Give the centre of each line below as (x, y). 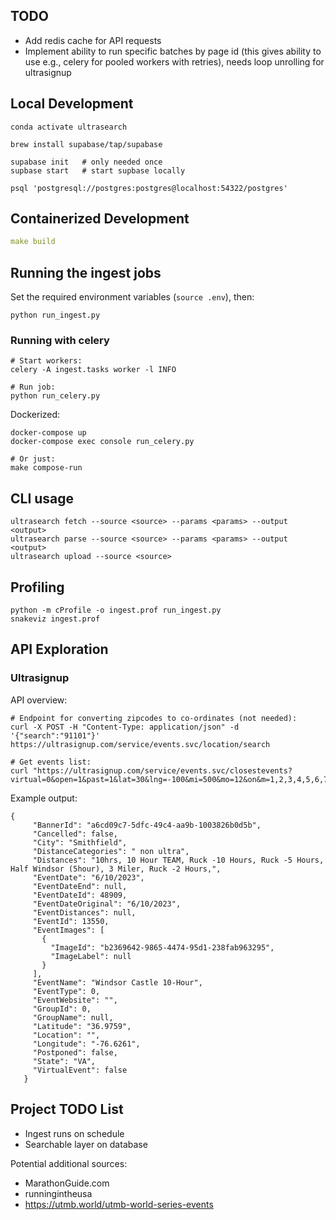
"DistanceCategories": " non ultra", (111, 851)
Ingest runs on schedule (74, 1133)
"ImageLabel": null (91, 956)
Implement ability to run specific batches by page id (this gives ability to (173, 51)
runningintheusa (58, 1193)
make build (33, 242)
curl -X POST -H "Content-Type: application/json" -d (125, 727)
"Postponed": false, (75, 1052)
